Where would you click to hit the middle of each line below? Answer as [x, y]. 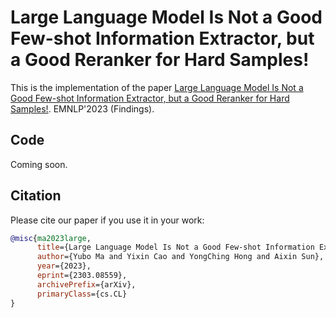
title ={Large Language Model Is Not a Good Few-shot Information [175, 247]
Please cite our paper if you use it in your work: [107, 220]
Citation [36, 196]
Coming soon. [39, 164]
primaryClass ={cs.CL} [82, 294]
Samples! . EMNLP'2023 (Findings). [82, 108]
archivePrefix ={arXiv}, [86, 284]
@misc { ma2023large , [51, 238]
